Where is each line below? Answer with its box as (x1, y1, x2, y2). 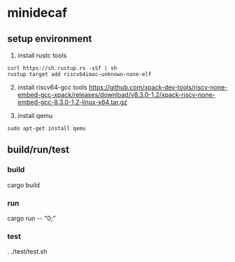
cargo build (7, 180, 41, 189)
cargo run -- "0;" (7, 214, 56, 222)
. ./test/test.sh (7, 247, 48, 256)
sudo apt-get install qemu (7, 125, 86, 132)
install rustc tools (17, 51, 67, 59)
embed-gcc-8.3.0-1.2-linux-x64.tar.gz (17, 98, 127, 106)
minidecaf (7, 5, 68, 21)
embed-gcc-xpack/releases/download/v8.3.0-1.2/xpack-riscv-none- (17, 91, 215, 99)
